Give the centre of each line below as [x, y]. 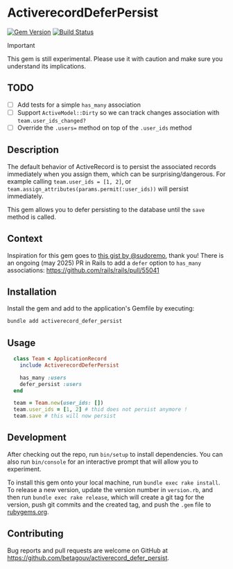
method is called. [32, 217]
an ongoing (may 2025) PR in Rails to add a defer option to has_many [104, 263]
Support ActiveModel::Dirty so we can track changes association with [118, 112]
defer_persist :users [51, 384]
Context [25, 239]
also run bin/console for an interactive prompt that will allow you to [103, 462]
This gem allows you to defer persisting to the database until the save [106, 209]
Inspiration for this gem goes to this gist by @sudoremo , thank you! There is [115, 255]
